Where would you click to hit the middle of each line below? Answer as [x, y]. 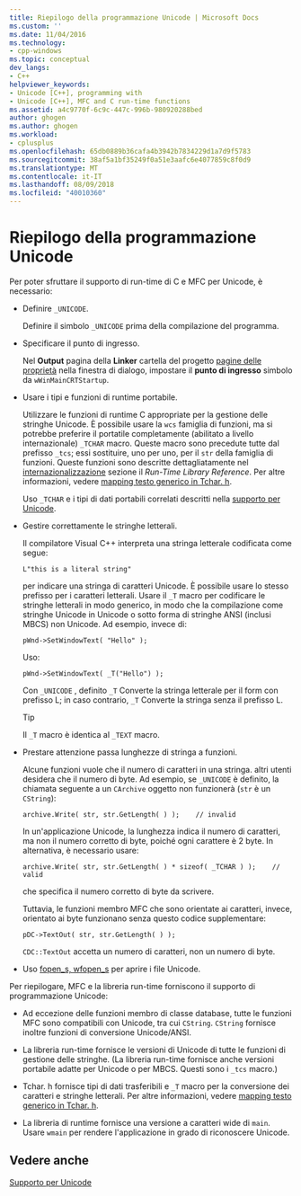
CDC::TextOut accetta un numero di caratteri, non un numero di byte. [149, 951]
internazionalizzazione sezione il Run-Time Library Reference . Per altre [154, 472]
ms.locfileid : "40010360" [58, 193]
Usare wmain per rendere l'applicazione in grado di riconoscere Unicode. [156, 1132]
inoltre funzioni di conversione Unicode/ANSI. [106, 1032]
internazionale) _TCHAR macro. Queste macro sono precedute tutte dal [151, 443]
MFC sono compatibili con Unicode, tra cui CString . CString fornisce [149, 1023]
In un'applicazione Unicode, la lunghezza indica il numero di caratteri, [151, 831]
